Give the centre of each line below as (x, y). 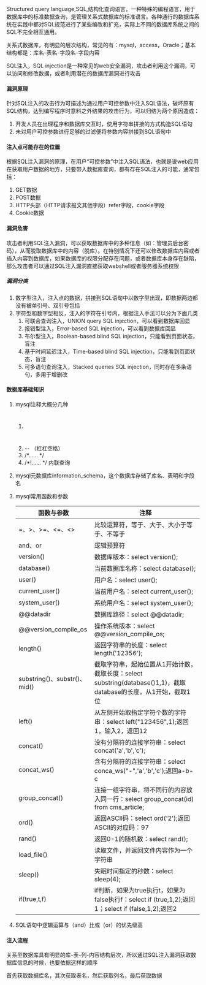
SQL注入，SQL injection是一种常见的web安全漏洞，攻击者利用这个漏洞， (98, 66)
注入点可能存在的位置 (33, 146)
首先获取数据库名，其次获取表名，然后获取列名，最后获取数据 (84, 976)
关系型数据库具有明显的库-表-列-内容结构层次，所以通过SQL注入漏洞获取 (99, 955)
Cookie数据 (30, 213)
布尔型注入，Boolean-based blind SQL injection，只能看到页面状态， (111, 336)
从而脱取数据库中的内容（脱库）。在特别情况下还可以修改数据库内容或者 (109, 251)
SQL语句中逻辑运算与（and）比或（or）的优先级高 (79, 925)
